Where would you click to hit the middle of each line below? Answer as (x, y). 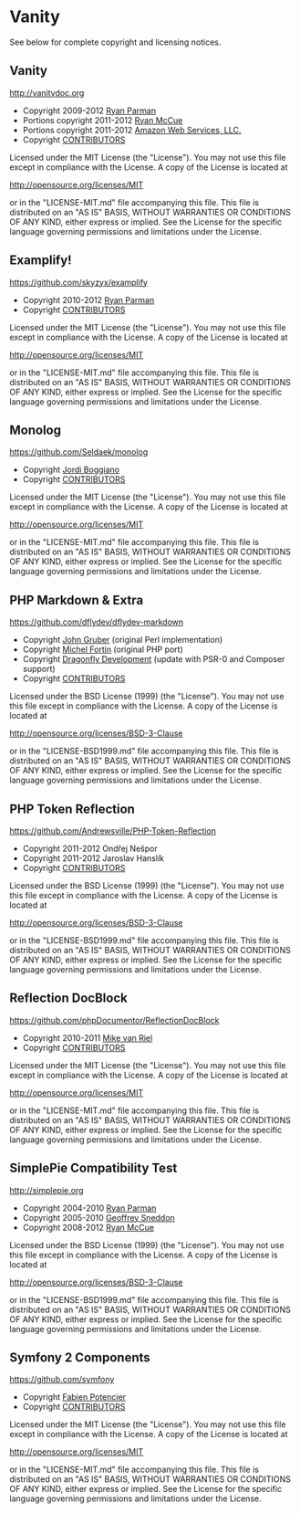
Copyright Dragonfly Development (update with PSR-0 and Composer (154, 659)
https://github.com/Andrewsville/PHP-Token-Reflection (113, 831)
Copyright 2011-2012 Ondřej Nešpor (90, 848)
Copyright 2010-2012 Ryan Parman (88, 299)
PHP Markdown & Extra (77, 600)
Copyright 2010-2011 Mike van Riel (88, 1037)
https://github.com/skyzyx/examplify (79, 282)
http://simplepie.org (47, 1190)
